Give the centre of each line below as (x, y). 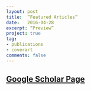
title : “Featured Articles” (42, 17)
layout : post (22, 11)
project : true (24, 34)
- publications (25, 45)
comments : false (26, 55)
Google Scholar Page (45, 79)
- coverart (19, 50)
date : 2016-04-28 (30, 22)
